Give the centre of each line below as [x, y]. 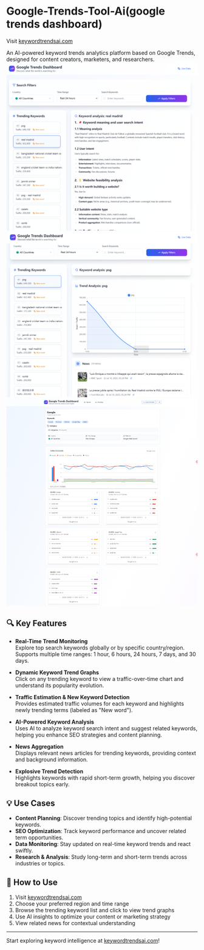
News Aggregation [39, 746]
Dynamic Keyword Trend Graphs [57, 672]
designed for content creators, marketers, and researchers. [80, 59]
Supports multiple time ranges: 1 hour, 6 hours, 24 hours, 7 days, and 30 [105, 654]
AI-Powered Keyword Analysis [54, 722]
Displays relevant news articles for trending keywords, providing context [105, 753]
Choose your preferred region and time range [72, 903]
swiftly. [24, 850]
